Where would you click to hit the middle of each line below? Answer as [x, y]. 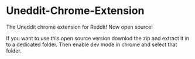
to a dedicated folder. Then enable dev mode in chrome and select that [92, 44]
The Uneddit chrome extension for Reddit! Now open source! [80, 27]
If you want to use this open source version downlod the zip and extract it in [97, 38]
